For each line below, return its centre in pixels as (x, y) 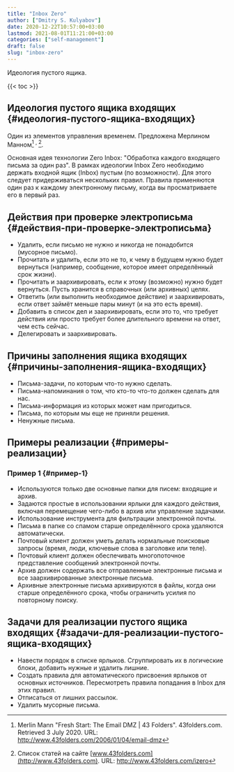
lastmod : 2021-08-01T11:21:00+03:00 (60, 33)
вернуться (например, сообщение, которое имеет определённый (115, 267)
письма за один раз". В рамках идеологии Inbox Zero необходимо (106, 166)
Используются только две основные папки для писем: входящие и (117, 488)
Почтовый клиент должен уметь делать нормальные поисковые (114, 540)
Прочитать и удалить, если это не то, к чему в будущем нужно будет (120, 260)
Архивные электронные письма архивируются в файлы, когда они (116, 585)
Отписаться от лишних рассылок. (68, 698)
